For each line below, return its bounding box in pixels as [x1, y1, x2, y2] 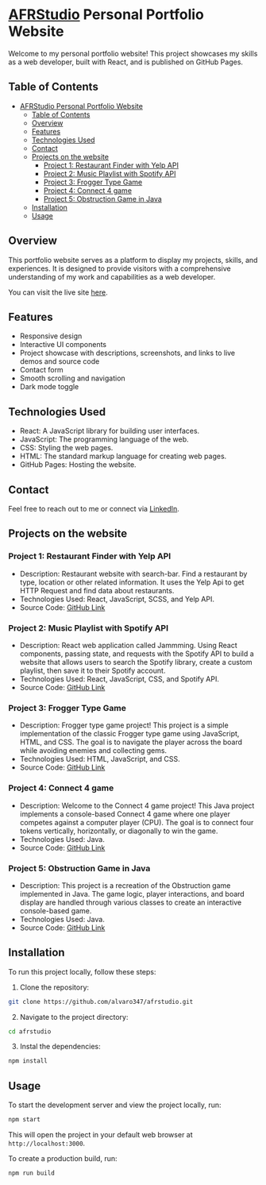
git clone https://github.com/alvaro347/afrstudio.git [8, 998, 194, 1006]
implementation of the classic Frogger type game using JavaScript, [19, 729, 240, 739]
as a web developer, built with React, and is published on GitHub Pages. [8, 57, 244, 67]
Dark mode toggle [19, 382, 79, 392]
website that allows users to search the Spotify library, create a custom [19, 657, 253, 666]
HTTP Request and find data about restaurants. [19, 585, 175, 595]
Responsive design [19, 331, 83, 341]
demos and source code [19, 357, 100, 366]
